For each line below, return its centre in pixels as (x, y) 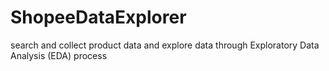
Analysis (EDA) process (59, 55)
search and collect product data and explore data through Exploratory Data (165, 45)
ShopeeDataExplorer (98, 17)
